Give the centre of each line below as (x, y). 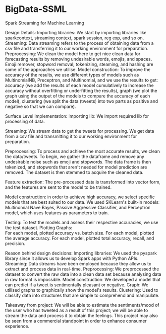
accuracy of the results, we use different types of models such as (72, 75)
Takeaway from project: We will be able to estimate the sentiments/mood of (82, 305)
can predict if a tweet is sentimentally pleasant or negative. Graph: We (77, 285)
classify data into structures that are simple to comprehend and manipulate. (82, 295)
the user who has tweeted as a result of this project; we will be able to (77, 310)
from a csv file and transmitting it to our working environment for (71, 136)
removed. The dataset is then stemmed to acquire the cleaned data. (74, 172)
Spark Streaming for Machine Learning (45, 23)
